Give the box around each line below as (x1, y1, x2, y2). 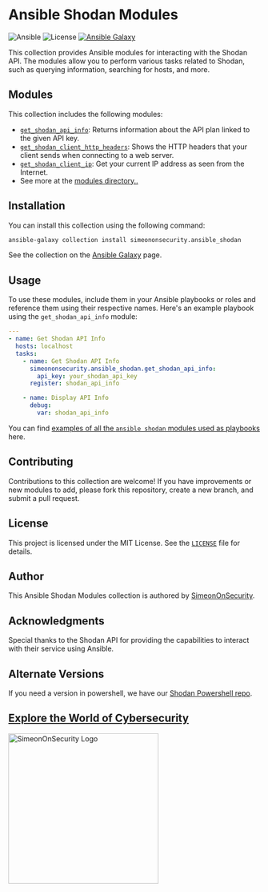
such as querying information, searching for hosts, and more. (8, 64, 210, 74)
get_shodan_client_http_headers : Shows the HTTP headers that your (19, 142, 248, 151)
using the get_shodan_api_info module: (8, 312, 138, 321)
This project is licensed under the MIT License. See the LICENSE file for (8, 538, 240, 547)
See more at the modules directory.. (19, 176, 138, 185)
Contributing (8, 455, 74, 469)
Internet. (19, 167, 48, 177)
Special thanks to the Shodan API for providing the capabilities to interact (8, 636, 250, 645)
